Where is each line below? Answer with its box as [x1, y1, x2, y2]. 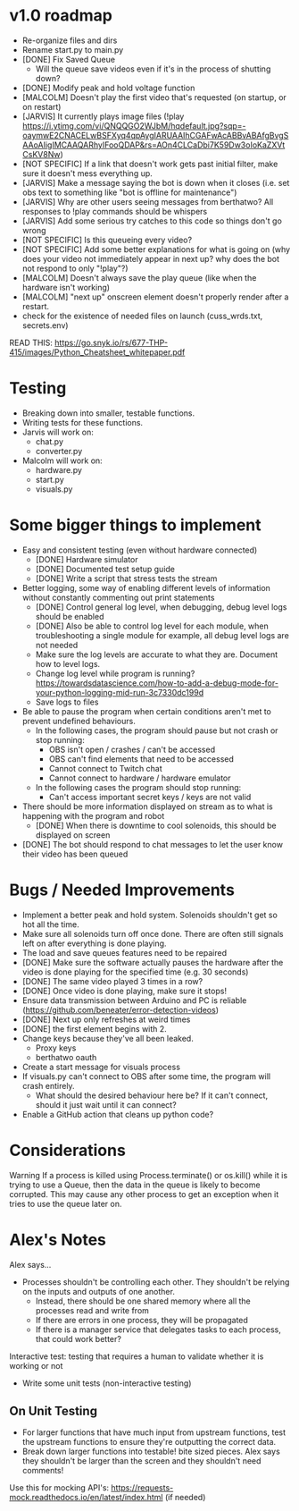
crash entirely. [21, 1080, 75, 1091]
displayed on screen [35, 829, 111, 840]
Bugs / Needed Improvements [9, 880, 235, 899]
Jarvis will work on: [21, 426, 94, 437]
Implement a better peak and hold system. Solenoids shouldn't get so [21, 909, 278, 920]
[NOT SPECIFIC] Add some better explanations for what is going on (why [21, 243, 291, 255]
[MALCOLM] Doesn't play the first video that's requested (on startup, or [21, 91, 287, 103]
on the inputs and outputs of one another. [21, 1286, 176, 1296]
